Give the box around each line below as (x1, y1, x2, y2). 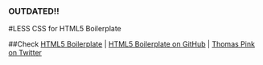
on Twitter (8, 48, 43, 58)
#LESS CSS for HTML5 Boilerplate (8, 24, 122, 34)
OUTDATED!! (8, 6, 60, 17)
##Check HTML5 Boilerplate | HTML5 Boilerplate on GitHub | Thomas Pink (8, 39, 256, 49)
